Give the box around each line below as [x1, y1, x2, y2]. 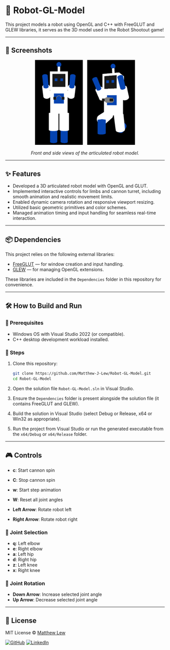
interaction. [12, 215, 36, 221]
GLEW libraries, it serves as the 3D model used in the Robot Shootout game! [5, 26, 164, 32]
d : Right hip [12, 556, 37, 562]
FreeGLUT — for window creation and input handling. [12, 261, 124, 267]
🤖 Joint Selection [5, 529, 48, 536]
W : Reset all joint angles [12, 496, 63, 503]
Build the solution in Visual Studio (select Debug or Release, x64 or [12, 410, 153, 416]
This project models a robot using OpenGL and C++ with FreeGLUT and [5, 21, 155, 27]
